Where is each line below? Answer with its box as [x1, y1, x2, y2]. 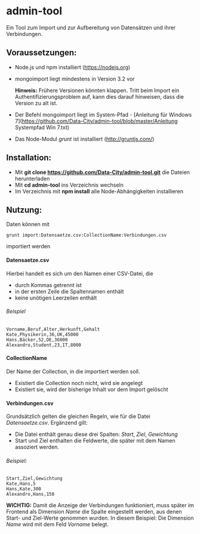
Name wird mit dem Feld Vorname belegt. [6, 521, 109, 528]
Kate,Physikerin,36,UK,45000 [6, 331, 79, 337]
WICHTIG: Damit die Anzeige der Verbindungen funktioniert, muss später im [6, 502, 194, 509]
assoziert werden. [14, 444, 60, 451]
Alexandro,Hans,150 [6, 492, 55, 498]
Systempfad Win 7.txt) [14, 124, 70, 131]
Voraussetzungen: [6, 48, 77, 58]
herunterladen [14, 175, 50, 182]
